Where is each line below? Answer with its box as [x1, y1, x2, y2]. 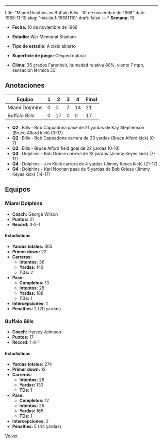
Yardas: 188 [19, 290, 44, 296]
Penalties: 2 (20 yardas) [12, 305, 62, 311]
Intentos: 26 [19, 377, 45, 383]
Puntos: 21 [12, 216, 34, 222]
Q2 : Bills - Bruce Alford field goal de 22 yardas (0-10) [12, 145, 120, 151]
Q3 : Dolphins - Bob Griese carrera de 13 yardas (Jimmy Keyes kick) [12, 150, 149, 156]
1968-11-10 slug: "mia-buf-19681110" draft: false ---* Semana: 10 [5, 15, 135, 20]
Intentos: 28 [19, 285, 45, 291]
